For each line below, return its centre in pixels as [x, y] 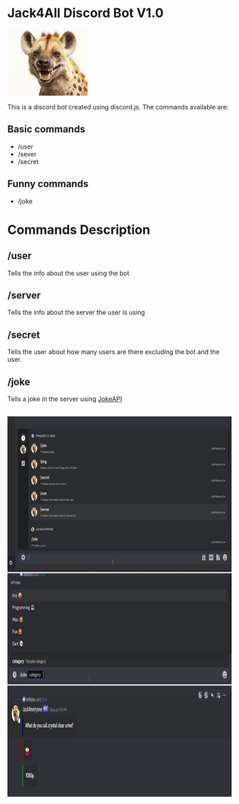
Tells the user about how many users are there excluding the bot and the [113, 352]
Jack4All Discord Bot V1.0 [85, 13]
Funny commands [48, 184]
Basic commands [46, 129]
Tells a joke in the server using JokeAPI [65, 399]
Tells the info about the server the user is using [76, 312]
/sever [27, 154]
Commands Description [79, 230]
